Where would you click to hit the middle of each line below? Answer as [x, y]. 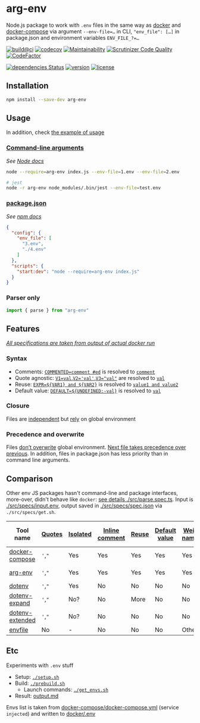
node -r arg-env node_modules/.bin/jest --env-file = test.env [84, 188]
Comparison [30, 479]
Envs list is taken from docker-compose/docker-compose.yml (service [93, 707]
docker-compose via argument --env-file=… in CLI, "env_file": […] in [93, 31]
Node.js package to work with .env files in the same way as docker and [94, 25]
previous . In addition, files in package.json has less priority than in [87, 454]
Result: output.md [37, 696]
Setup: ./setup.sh [37, 677]
